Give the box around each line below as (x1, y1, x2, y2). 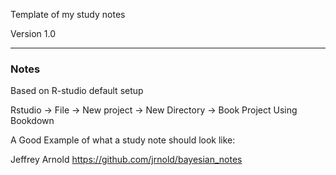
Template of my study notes (10, 9, 126, 20)
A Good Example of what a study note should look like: (10, 134, 236, 146)
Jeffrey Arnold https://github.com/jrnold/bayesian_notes (10, 154, 243, 166)
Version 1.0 (10, 28, 56, 39)
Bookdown (10, 115, 55, 127)
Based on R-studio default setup (10, 85, 144, 97)
